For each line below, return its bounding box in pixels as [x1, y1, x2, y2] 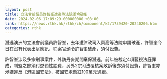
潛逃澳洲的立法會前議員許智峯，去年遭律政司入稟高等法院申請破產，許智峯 [5, 40, 158, 46]
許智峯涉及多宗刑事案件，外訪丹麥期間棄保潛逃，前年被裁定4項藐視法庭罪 [5, 56, 157, 62]
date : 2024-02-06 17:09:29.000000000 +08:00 [5, 16, 99, 21]
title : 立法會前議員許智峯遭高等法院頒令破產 [5, 12, 88, 17]
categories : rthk [5, 26, 41, 31]
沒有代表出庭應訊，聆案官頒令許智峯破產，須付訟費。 [13, 46, 123, 52]
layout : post [5, 7, 32, 12]
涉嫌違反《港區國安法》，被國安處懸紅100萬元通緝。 [5, 69, 111, 75]
